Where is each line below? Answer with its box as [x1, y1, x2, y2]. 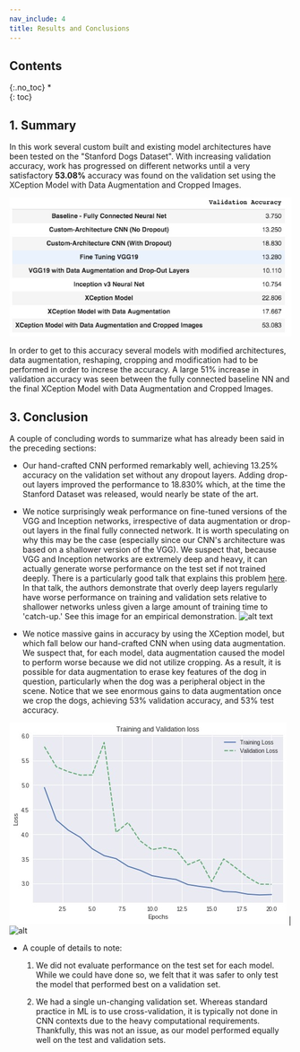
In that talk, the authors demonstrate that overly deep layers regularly [21, 583, 279, 593]
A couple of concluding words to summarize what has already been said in [9, 434, 285, 444]
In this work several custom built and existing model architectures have [9, 142, 271, 153]
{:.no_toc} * [9, 82, 52, 93]
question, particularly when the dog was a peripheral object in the [21, 676, 266, 687]
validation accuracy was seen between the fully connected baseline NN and [9, 373, 290, 385]
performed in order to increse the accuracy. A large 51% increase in [9, 364, 260, 375]
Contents [9, 58, 63, 74]
